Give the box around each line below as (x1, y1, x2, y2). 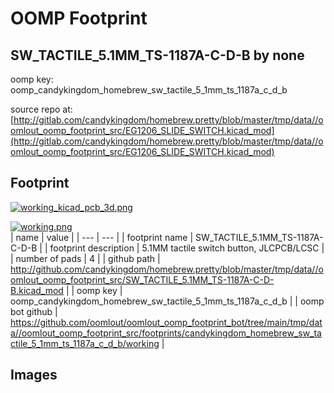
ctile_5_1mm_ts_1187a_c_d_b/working (10, 337, 160, 349)
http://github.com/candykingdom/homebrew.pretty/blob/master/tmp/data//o (10, 263, 324, 275)
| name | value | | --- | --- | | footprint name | (10, 231, 194, 243)
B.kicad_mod (10, 284, 64, 296)
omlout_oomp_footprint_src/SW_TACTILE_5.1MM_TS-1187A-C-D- (10, 273, 275, 286)
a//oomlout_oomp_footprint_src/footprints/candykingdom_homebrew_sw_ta (10, 327, 322, 339)
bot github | (10, 305, 58, 317)
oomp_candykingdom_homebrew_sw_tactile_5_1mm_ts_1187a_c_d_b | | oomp (10, 295, 325, 307)
